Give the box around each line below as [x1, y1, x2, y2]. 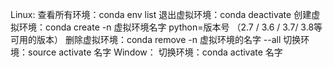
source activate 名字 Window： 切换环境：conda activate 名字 [27, 46, 283, 58]
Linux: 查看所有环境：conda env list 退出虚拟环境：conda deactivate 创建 [10, 9, 312, 20]
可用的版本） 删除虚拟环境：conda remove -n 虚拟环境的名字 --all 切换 [10, 34, 302, 45]
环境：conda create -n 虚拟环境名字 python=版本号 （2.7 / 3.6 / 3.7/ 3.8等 [18, 21, 323, 33]
